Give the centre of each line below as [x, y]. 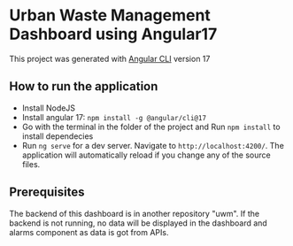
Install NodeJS [49, 108]
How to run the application [84, 86]
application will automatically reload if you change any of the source [146, 155]
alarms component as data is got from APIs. [89, 232]
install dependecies [58, 136]
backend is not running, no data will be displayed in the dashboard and [138, 223]
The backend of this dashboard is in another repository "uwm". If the [134, 213]
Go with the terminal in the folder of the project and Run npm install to [151, 127]
